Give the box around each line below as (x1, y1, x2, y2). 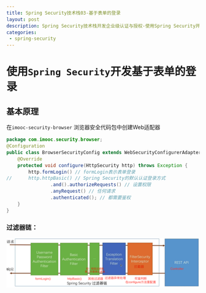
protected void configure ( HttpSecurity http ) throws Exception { (17, 162, 188, 168)
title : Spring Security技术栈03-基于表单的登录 (6, 10, 121, 16)
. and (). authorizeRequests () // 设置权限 (50, 182, 151, 188)
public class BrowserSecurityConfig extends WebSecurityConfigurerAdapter (6, 149, 202, 155)
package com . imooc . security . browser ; (6, 136, 103, 143)
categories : (6, 29, 37, 35)
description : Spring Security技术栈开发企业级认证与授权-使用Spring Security (6, 23, 196, 29)
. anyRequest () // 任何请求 (50, 188, 115, 195)
